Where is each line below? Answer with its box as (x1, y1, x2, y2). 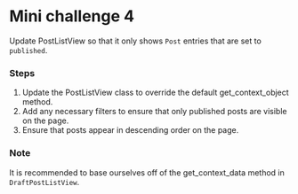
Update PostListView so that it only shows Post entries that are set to (9, 35, 262, 46)
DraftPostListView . (9, 176, 80, 187)
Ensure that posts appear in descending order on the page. (21, 125, 239, 136)
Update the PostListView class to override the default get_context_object (21, 87, 289, 98)
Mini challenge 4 (9, 6, 135, 27)
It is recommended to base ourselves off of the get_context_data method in (9, 167, 285, 178)
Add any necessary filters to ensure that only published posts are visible (21, 106, 287, 117)
